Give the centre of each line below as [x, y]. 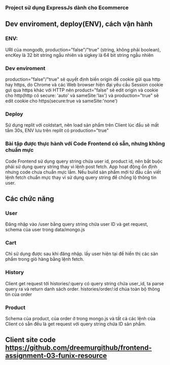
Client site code [30, 340]
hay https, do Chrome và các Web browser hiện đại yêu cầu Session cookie [84, 84]
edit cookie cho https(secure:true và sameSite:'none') [61, 101]
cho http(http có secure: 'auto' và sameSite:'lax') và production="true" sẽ [82, 95]
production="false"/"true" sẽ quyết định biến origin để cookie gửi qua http [83, 79]
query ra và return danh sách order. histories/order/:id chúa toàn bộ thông [83, 289]
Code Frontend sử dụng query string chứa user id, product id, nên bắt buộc [84, 161]
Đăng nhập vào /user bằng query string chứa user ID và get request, [77, 224]
